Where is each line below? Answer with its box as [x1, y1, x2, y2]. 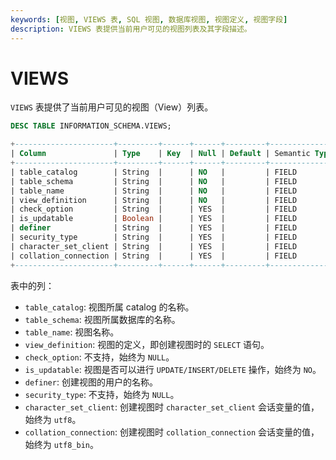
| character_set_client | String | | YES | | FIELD [10, 241, 298, 251]
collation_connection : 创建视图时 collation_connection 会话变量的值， [24, 426, 320, 438]
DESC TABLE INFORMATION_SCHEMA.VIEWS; [10, 121, 172, 131]
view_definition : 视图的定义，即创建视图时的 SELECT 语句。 [24, 338, 270, 350]
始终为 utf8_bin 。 [24, 438, 100, 450]
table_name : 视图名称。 [24, 326, 120, 338]
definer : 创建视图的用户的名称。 [24, 376, 158, 388]
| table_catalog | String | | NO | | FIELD [10, 167, 298, 177]
